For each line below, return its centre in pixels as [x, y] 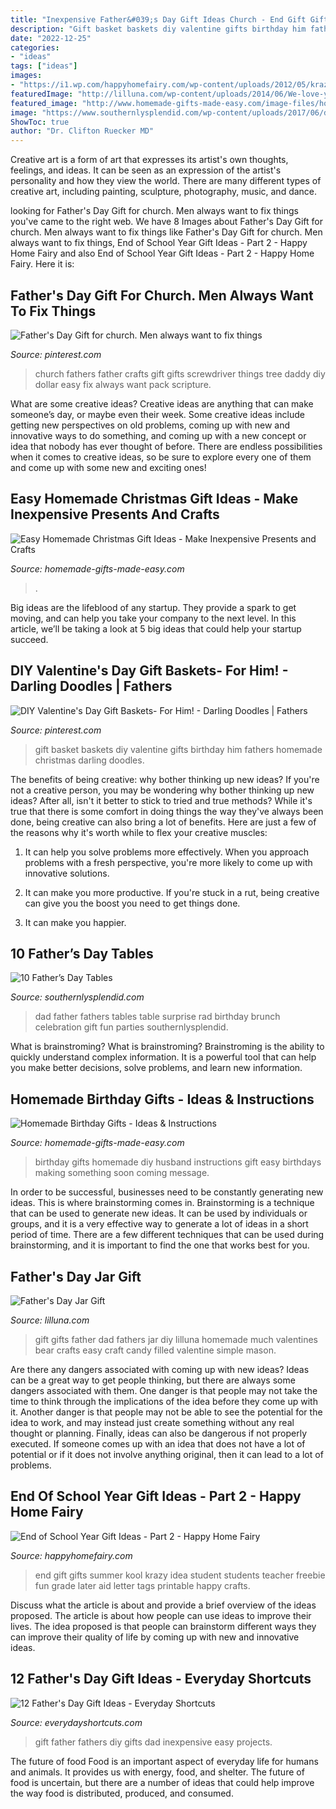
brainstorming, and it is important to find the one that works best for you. [160, 1245]
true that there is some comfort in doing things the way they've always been [167, 811]
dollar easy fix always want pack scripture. [123, 384]
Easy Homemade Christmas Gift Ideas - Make [154, 499]
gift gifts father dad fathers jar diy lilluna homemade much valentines [176, 1339]
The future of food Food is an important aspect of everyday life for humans [164, 1761]
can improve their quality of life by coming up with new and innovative [155, 1637]
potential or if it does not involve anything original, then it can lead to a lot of [167, 1454]
